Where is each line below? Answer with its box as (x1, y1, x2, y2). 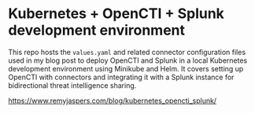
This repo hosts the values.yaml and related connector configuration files (8, 47, 246, 56)
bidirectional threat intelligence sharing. (8, 80, 137, 90)
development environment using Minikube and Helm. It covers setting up (8, 64, 244, 73)
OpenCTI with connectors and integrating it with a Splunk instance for (8, 72, 235, 82)
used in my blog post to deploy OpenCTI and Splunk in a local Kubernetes (8, 56, 248, 65)
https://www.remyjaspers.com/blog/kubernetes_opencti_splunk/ (8, 96, 217, 105)
